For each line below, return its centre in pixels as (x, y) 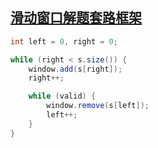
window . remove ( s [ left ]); (98, 106)
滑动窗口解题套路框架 (76, 18)
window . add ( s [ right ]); (75, 69)
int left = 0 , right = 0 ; (64, 41)
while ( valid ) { (62, 96)
